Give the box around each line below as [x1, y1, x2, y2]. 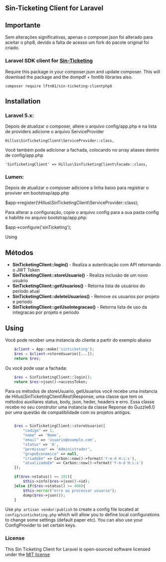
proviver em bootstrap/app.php [5, 190, 70, 196]
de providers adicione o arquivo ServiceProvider [5, 129, 104, 135]
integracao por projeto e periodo [12, 309, 80, 316]
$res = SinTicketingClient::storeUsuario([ [14, 423, 106, 428]
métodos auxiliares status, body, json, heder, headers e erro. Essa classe [5, 399, 155, 405]
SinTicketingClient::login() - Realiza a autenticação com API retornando [12, 262, 161, 268]
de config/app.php [5, 152, 44, 159]
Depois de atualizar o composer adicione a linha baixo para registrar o [5, 185, 149, 191]
